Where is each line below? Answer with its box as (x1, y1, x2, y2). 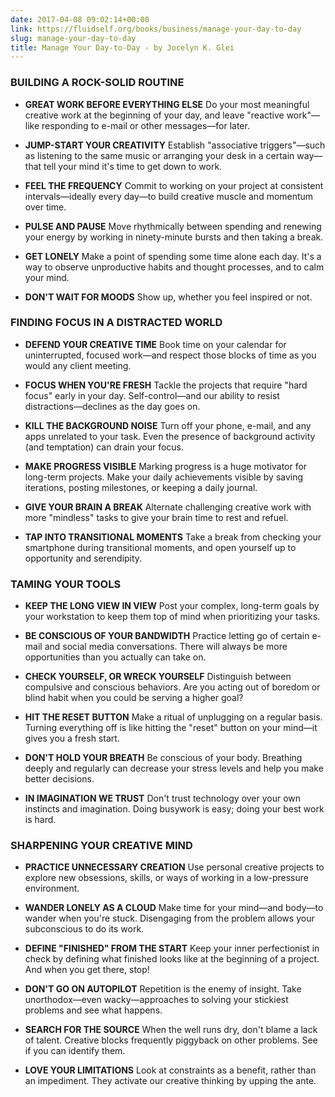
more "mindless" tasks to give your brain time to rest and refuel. (24, 511, 289, 523)
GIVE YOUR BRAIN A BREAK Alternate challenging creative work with (24, 501, 312, 513)
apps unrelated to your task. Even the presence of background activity (24, 430, 316, 442)
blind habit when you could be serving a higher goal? (24, 692, 244, 704)
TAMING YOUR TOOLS (10, 577, 122, 591)
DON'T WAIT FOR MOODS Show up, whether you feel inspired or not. (24, 291, 313, 303)
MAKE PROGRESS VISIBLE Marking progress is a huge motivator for (24, 460, 308, 472)
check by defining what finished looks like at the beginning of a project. (24, 953, 320, 965)
